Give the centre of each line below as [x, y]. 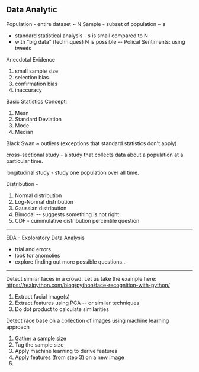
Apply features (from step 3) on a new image [69, 357]
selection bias [32, 77]
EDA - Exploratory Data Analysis [45, 238]
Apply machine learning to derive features [66, 351]
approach [18, 327]
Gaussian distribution [41, 208]
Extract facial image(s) [42, 296]
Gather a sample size [41, 338]
